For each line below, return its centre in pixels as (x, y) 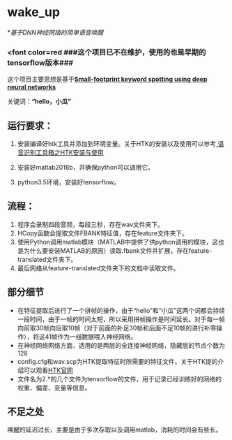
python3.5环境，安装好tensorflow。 (69, 182)
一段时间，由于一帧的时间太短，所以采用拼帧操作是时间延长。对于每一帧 (121, 319)
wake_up (34, 12)
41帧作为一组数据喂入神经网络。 (91, 337)
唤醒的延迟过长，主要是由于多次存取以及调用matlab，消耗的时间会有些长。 (115, 430)
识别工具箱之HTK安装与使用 (63, 153)
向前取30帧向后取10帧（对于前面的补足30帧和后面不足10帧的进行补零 (117, 328)
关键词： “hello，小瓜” (39, 101)
